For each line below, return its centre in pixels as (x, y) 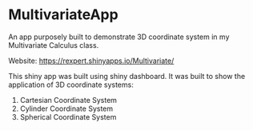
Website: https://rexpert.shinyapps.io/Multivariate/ (91, 61)
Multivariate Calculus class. (54, 45)
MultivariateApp (63, 15)
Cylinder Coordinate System (66, 108)
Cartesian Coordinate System (68, 100)
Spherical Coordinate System (68, 116)
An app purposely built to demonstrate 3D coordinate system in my (119, 37)
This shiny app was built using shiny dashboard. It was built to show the (127, 76)
